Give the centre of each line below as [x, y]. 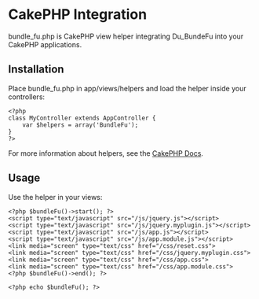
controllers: [27, 97]
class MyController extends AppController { [82, 118]
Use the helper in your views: [55, 197]
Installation [36, 70]
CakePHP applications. [45, 44]
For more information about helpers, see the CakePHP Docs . [106, 153]
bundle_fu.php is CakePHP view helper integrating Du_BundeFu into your [126, 36]
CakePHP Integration [78, 15]
